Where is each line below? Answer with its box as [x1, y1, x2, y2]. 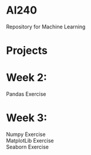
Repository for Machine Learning [6, 23, 86, 30]
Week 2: [6, 71, 47, 85]
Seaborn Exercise [6, 143, 49, 150]
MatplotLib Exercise [6, 137, 54, 144]
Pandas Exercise [6, 91, 46, 98]
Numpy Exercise [6, 131, 46, 138]
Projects [6, 44, 48, 57]
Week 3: [6, 111, 48, 125]
